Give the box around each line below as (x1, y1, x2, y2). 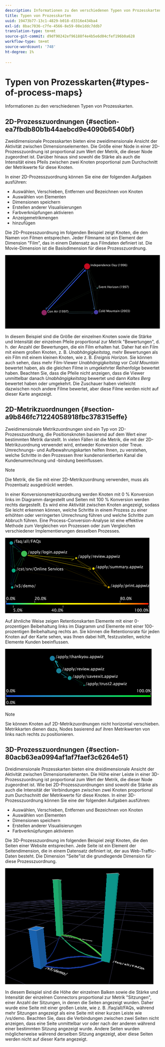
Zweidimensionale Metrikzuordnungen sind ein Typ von (5, 426, 117, 432)
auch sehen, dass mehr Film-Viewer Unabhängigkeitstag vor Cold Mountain (5, 359, 159, 365)
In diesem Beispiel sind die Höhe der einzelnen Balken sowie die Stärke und (5, 989, 158, 995)
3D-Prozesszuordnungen (5, 745, 84, 754)
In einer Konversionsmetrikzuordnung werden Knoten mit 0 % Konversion (5, 491, 154, 497)
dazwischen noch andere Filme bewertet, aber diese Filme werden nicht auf (5, 385, 159, 391)
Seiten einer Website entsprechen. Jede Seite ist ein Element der (5, 843, 137, 849)
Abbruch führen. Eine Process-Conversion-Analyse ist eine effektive (5, 517, 143, 523)
